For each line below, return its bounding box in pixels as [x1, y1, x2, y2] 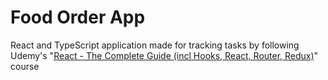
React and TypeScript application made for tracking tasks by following [10, 39, 300, 51]
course [10, 60, 40, 72]
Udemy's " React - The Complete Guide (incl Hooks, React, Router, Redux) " [10, 49, 319, 61]
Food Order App [10, 6, 146, 29]
